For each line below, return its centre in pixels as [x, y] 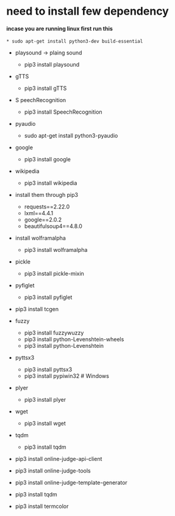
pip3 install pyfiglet [48, 297]
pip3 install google [48, 160]
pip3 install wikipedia [51, 183]
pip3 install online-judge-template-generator [71, 483]
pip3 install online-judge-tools [53, 471]
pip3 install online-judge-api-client [59, 459]
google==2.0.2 [43, 220]
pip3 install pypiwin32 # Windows [67, 376]
